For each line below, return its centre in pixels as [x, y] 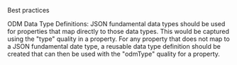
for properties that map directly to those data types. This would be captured [118, 31]
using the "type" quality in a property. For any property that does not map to [119, 39]
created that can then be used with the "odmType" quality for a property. [114, 54]
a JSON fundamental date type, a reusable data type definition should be [114, 46]
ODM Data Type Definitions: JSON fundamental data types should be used [116, 24]
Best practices [28, 10]
